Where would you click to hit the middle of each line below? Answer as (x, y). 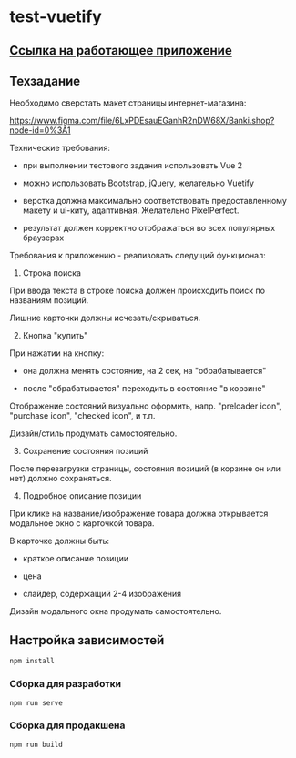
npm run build (36, 744)
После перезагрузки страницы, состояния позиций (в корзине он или (145, 469)
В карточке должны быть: (59, 541)
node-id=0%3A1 (40, 130)
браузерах (43, 238)
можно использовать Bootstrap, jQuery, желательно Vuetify (138, 183)
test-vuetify (56, 17)
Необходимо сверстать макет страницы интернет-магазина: (128, 103)
